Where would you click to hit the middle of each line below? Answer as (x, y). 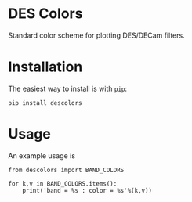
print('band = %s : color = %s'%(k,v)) (87, 190)
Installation (45, 67)
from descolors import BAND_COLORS (66, 170)
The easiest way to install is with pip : (68, 88)
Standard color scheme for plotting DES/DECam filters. (97, 35)
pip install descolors (45, 103)
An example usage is (42, 155)
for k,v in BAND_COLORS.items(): (63, 184)
